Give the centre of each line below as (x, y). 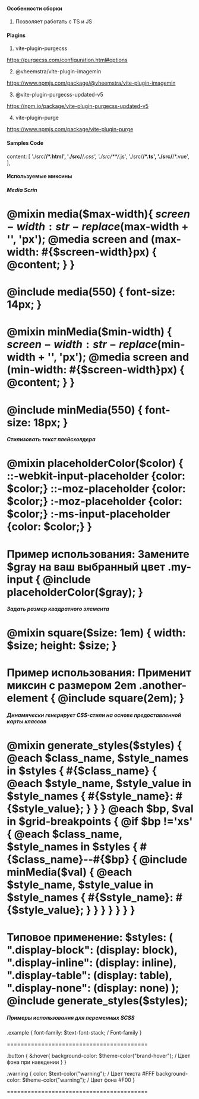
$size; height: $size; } (62, 646)
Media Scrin (22, 190)
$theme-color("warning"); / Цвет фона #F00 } (79, 1080)
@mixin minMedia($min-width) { (89, 332)
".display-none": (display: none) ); (93, 988)
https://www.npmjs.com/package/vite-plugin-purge (70, 129)
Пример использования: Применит (99, 673)
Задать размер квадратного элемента (58, 609)
